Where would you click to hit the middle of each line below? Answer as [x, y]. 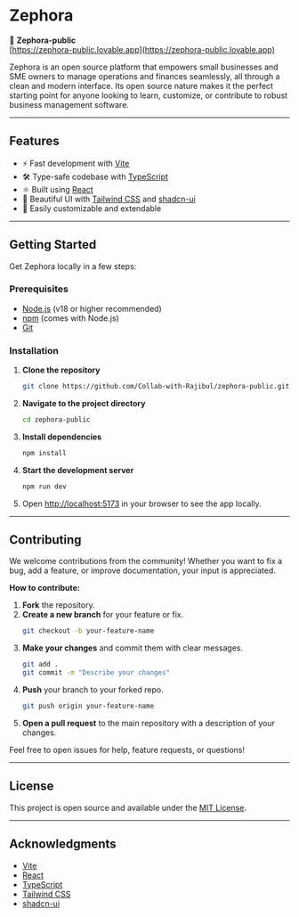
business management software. [69, 104]
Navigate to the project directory [84, 404]
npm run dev [44, 487]
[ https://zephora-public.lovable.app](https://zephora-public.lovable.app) [142, 49]
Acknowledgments [63, 844]
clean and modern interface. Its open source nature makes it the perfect [141, 86]
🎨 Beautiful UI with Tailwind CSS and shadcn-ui [109, 199]
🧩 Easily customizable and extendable [92, 208]
